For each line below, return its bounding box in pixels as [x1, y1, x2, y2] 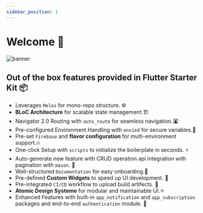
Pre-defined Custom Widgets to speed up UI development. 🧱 [15, 174, 168, 182]
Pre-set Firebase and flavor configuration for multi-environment [15, 133, 177, 140]
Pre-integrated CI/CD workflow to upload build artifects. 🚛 [15, 181, 159, 188]
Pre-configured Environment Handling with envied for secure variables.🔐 [15, 126, 196, 134]
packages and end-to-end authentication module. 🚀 [15, 200, 147, 208]
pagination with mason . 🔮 [15, 162, 76, 169]
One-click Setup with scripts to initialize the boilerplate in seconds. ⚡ [15, 146, 189, 154]
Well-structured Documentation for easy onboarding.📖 [15, 168, 148, 175]
